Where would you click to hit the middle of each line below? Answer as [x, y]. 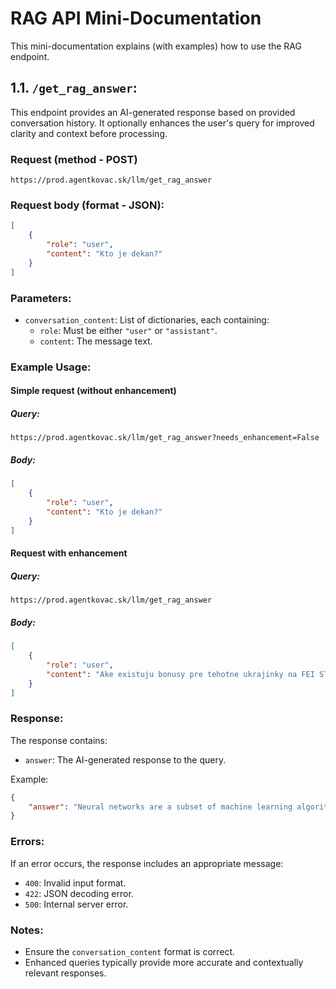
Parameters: [41, 298]
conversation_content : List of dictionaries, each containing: [147, 319]
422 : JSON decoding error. [79, 893]
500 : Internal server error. [76, 904]
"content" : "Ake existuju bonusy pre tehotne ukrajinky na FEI [180, 674]
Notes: [27, 930]
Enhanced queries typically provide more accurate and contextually [164, 962]
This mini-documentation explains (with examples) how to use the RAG [156, 46]
